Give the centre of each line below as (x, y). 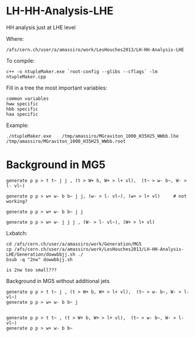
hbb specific (22, 109)
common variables (28, 98)
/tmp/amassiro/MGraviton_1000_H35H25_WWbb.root (66, 141)
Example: (17, 125)
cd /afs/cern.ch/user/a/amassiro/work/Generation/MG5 (74, 244)
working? (17, 201)
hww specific (22, 104)
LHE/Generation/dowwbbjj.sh (41, 254)
